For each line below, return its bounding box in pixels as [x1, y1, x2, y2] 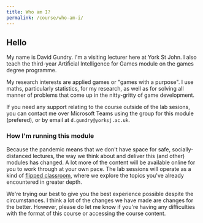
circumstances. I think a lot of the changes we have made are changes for [6, 197, 194, 204]
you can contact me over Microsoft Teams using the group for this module [6, 110, 194, 117]
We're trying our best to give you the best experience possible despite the [6, 190, 194, 197]
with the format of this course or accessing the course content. [6, 210, 166, 217]
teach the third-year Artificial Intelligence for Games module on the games [6, 60, 194, 67]
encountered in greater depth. [6, 178, 83, 186]
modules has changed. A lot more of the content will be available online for [6, 159, 196, 166]
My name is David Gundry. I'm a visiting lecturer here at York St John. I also [6, 53, 197, 61]
